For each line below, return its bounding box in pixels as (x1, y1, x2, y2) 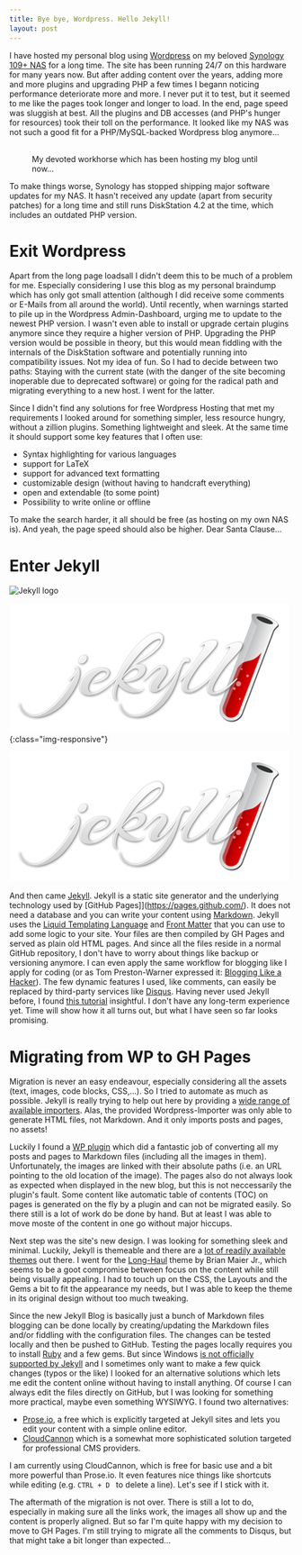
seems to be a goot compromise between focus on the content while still (9, 1264, 279, 1275)
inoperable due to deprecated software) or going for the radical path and (9, 376, 279, 386)
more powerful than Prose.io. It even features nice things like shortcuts (9, 1469, 271, 1481)
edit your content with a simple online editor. (22, 1423, 187, 1434)
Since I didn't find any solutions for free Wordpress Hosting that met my (9, 403, 275, 414)
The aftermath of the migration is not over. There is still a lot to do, (9, 1496, 254, 1508)
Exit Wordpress (9, 241, 127, 261)
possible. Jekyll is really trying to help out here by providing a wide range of (9, 1096, 290, 1106)
